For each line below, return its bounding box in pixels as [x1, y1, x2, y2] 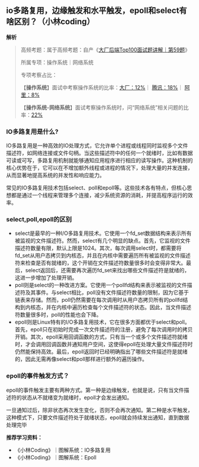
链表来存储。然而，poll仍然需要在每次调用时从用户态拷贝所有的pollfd [14, 297, 183, 304]
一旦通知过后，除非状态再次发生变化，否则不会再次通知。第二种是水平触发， [6, 406, 193, 413]
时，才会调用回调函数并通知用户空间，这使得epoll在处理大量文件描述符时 [14, 341, 193, 348]
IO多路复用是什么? [6, 127, 59, 136]
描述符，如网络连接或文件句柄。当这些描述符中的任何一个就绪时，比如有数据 [6, 150, 193, 157]
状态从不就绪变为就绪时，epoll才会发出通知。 [21, 394, 132, 401]
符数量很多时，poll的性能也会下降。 [14, 311, 102, 318]
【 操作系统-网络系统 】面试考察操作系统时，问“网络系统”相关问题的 [20, 104, 184, 111]
